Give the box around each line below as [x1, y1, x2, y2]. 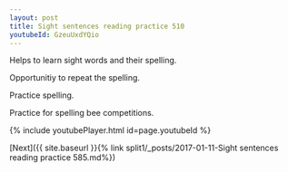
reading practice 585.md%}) [9, 152, 116, 163]
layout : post [9, 13, 59, 23]
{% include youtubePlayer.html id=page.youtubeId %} [9, 125, 212, 136]
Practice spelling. [9, 90, 74, 100]
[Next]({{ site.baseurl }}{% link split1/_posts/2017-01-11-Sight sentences [9, 142, 279, 154]
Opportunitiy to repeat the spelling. [9, 72, 141, 83]
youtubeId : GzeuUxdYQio [9, 30, 100, 39]
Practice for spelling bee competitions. [9, 108, 154, 119]
